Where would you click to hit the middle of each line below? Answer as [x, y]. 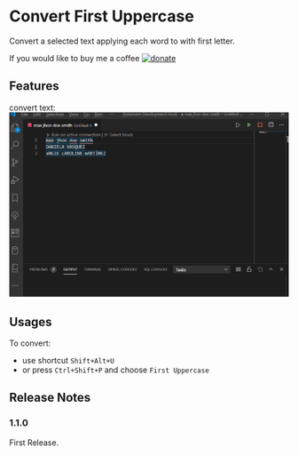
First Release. [34, 443]
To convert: [30, 343]
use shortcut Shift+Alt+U [68, 361]
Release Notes [50, 398]
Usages [31, 322]
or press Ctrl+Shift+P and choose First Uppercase [116, 370]
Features [34, 86]
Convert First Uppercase [102, 16]
